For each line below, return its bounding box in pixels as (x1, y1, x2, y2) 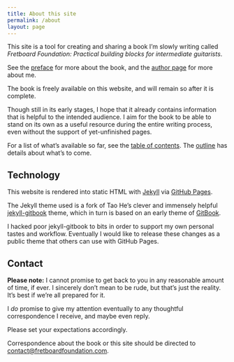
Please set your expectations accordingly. (7, 326, 128, 333)
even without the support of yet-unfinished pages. (7, 127, 152, 137)
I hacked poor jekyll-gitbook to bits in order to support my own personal (7, 222, 214, 231)
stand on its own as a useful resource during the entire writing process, (7, 120, 213, 129)
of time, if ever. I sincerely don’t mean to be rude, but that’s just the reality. (7, 284, 221, 291)
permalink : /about (7, 17, 61, 24)
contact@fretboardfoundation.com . (7, 347, 110, 354)
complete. (7, 92, 36, 100)
